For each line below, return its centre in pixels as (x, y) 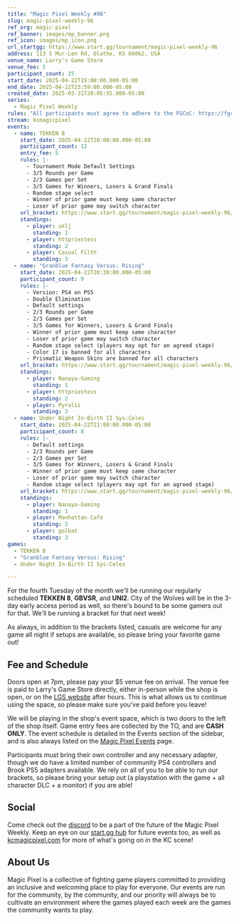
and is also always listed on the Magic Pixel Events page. (91, 741)
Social (21, 807)
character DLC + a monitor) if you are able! (70, 786)
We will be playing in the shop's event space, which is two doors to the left (117, 719)
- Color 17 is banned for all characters (89, 352)
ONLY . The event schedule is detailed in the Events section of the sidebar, (116, 734)
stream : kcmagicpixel (39, 120)
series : (19, 101)
